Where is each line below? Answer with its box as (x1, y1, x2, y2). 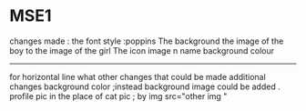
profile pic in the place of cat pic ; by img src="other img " (9, 90, 228, 101)
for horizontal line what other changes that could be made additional (9, 71, 266, 82)
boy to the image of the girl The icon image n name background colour (9, 45, 275, 55)
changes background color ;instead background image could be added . (9, 81, 280, 92)
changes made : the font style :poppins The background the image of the (9, 35, 284, 46)
